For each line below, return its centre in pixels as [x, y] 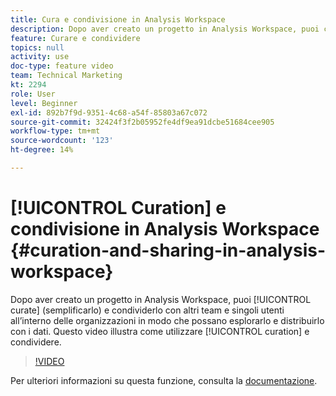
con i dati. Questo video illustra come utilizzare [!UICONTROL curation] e [160, 331]
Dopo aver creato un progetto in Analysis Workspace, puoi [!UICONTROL [161, 299]
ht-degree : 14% [42, 150]
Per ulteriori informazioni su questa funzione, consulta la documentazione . [164, 380]
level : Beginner [44, 103]
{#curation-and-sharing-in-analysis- [168, 250]
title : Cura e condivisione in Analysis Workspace [118, 19]
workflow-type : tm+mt [55, 131]
